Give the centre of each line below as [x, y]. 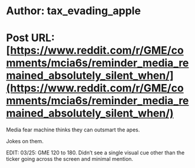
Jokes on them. [25, 141]
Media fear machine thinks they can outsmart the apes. [73, 130]
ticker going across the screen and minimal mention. [70, 159]
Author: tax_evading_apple [74, 11]
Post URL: [30, 38]
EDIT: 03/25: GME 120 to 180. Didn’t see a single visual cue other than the [95, 153]
